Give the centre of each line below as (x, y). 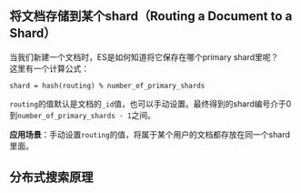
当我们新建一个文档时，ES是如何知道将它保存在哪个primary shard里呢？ (144, 56)
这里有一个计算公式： (49, 68)
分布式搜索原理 (51, 177)
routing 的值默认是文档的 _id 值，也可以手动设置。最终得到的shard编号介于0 (150, 104)
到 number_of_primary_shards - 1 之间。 (83, 115)
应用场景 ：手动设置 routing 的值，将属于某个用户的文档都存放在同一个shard (150, 134)
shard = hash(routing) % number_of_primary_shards (107, 86)
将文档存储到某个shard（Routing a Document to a (151, 16)
